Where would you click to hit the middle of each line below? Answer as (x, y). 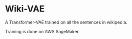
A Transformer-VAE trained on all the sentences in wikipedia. (66, 22)
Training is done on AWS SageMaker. (42, 31)
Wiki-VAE (25, 9)
